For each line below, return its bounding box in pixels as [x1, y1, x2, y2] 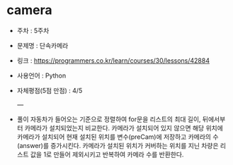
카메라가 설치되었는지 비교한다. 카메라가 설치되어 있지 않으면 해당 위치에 [24, 123, 224, 132]
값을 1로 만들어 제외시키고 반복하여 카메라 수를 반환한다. [30, 150, 184, 159]
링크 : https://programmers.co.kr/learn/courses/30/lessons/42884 [16, 56, 210, 65]
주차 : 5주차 [16, 26, 50, 35]
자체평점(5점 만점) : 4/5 [16, 86, 83, 94]
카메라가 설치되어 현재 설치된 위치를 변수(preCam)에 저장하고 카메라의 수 [16, 133, 219, 141]
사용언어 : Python [16, 71, 67, 80]
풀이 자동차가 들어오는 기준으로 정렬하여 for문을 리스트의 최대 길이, [16, 115, 201, 123]
